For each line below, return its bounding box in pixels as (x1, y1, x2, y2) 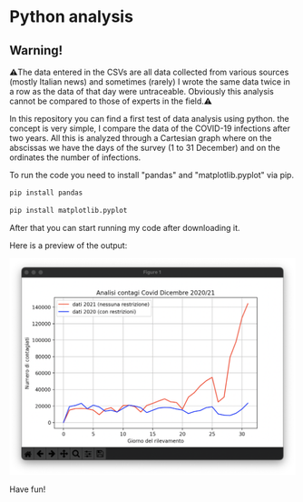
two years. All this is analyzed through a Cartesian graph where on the (9, 133, 272, 143)
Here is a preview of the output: (9, 239, 128, 251)
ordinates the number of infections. (9, 152, 142, 163)
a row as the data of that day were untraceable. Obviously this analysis (9, 86, 274, 96)
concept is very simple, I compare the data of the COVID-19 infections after (9, 123, 290, 134)
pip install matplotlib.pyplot (9, 206, 128, 215)
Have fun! (9, 484, 46, 495)
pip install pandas (9, 188, 83, 197)
